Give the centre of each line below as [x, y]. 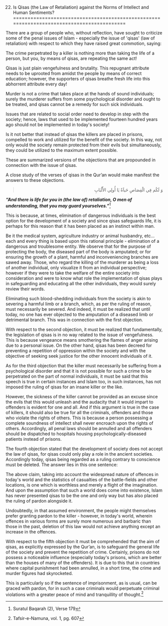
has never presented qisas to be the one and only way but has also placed [82, 495]
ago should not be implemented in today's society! [58, 125]
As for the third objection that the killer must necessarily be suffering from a [84, 365]
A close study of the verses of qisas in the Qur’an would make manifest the [83, 175]
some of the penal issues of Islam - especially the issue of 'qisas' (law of [80, 38]
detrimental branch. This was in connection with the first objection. [75, 320]
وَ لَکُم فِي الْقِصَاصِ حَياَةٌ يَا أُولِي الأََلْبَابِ [129, 190]
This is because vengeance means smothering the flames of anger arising [82, 340]
